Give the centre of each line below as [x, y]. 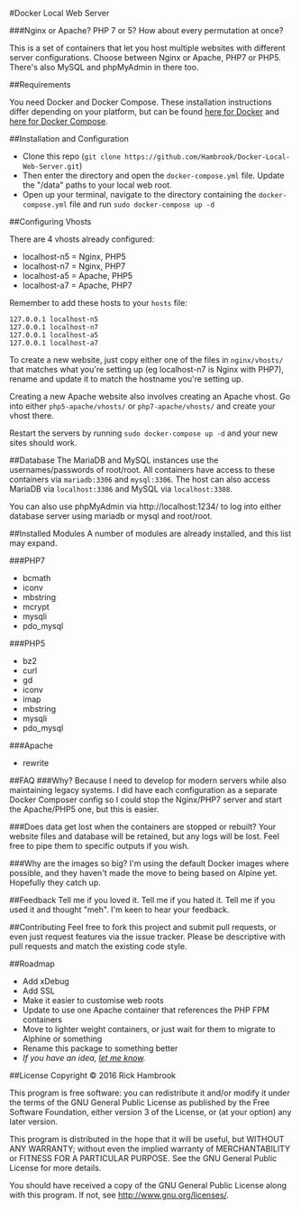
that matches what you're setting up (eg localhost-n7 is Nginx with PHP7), [146, 369]
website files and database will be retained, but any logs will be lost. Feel [144, 836]
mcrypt [36, 607]
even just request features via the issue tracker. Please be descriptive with [147, 937]
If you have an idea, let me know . [84, 1058]
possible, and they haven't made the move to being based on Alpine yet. [143, 873]
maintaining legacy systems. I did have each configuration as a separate [143, 790]
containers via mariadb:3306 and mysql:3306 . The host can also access [140, 479]
